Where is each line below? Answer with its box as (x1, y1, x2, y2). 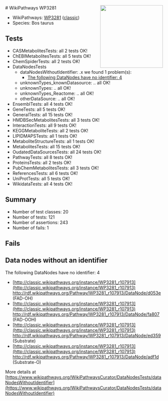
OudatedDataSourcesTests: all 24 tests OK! (12, 149, 101, 155)
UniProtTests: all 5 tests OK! (12, 175, 70, 181)
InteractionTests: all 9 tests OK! (12, 122, 76, 128)
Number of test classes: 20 (12, 209, 68, 215)
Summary (5, 195, 36, 204)
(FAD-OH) (12, 295, 33, 301)
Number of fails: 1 (12, 225, 49, 231)
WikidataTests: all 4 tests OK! (12, 180, 72, 187)
